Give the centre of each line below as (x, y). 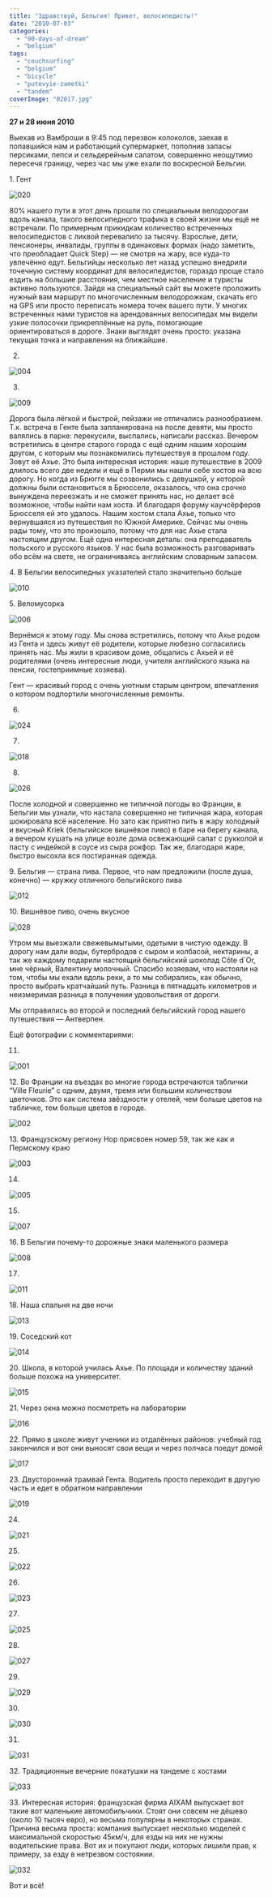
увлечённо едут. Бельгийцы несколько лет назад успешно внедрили (128, 262)
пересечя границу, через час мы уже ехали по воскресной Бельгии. (128, 164)
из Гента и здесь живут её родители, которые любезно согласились (127, 644)
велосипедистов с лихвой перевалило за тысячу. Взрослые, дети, (124, 237)
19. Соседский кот (40, 1336)
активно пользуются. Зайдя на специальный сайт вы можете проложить (135, 288)
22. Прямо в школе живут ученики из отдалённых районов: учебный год (135, 1439)
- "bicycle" (37, 76)
